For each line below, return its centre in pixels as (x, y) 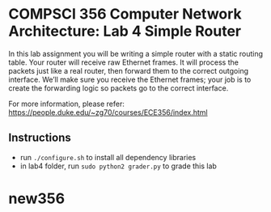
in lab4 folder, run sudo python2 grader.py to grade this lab (118, 166)
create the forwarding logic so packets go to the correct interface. (119, 88)
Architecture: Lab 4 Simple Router (125, 31)
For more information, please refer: (67, 104)
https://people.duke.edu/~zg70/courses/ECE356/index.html (108, 112)
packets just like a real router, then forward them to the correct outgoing (129, 70)
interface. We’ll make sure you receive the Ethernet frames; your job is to (130, 79)
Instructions (40, 138)
